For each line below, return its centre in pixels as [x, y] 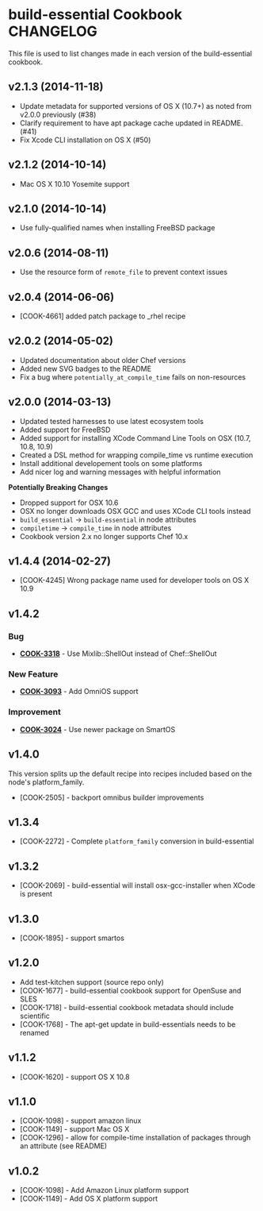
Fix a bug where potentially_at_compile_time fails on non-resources [133, 377]
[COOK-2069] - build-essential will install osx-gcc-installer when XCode [137, 885]
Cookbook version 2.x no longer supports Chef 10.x [104, 536]
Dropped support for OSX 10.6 [69, 503]
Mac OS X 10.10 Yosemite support [74, 183]
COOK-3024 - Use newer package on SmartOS [97, 729]
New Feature [33, 674]
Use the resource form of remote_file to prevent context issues [124, 272]
